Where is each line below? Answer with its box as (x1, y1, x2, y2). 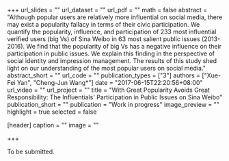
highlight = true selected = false (7, 108, 97, 116)
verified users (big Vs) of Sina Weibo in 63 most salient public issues (7, 35, 200, 43)
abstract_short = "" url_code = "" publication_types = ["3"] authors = (7, 71, 200, 79)
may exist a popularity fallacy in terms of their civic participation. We (7, 21, 200, 28)
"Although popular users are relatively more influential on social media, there (7, 13, 223, 21)
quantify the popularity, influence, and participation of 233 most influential (7, 27, 217, 36)
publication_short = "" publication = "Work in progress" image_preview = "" (7, 101, 220, 108)
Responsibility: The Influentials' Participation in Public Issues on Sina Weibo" (7, 93, 223, 101)
